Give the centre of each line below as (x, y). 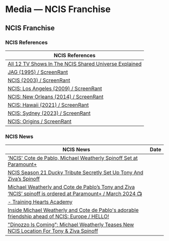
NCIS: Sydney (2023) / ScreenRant (49, 113)
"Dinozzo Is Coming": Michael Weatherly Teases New (71, 225)
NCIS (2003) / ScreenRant (39, 80)
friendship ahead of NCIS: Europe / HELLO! (59, 217)
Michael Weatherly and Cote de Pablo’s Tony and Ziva (71, 187)
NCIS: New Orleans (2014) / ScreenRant (56, 97)
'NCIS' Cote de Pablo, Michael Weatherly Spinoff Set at (73, 158)
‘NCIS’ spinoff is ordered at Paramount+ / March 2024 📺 (75, 194)
